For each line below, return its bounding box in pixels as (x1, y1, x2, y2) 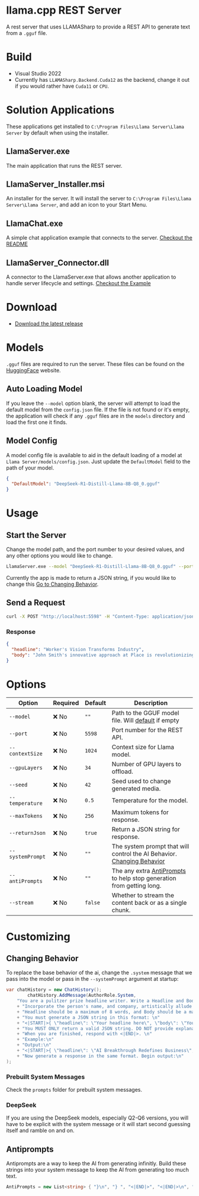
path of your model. (6, 464, 54, 471)
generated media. (111, 784, 161, 793)
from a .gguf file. (6, 29, 47, 36)
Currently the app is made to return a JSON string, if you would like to (6, 575, 176, 582)
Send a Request (6, 598, 66, 608)
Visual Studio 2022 (14, 69, 62, 77)
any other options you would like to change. (6, 552, 113, 559)
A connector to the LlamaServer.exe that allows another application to (6, 273, 176, 280)
